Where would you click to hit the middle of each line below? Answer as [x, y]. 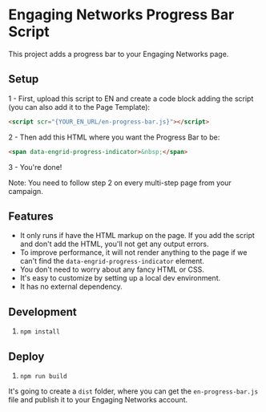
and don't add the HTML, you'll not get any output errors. [115, 244]
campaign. [26, 191]
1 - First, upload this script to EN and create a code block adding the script [131, 99]
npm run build [43, 376]
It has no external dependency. [71, 287]
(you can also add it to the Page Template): [79, 107]
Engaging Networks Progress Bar [121, 15]
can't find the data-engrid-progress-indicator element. [112, 261]
